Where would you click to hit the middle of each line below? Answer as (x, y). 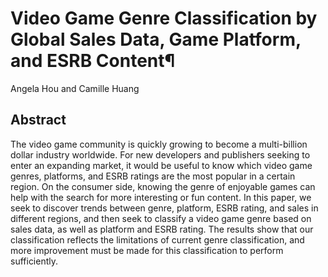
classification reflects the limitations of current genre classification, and (157, 239)
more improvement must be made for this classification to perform (147, 250)
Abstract (38, 120)
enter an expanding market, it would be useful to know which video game (161, 165)
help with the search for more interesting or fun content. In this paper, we (161, 197)
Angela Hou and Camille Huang (75, 88)
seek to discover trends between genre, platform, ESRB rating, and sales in (164, 208)
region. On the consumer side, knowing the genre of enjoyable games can (163, 186)
